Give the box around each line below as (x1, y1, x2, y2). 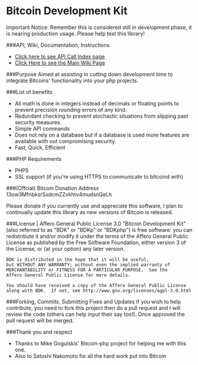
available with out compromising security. (14, 137, 116, 144)
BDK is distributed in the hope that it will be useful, (6, 256, 150, 263)
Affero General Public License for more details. (6, 272, 131, 278)
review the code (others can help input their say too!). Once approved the (6, 311, 185, 318)
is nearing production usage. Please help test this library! (6, 30, 145, 37)
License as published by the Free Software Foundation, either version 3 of (6, 238, 186, 246)
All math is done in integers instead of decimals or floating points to (14, 99, 179, 107)
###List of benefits (6, 88, 53, 95)
